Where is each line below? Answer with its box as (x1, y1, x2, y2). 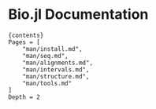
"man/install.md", (22, 45, 83, 53)
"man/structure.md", (22, 72, 90, 80)
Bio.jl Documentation (8, 5, 149, 24)
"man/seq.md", (22, 52, 69, 60)
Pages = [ (8, 38, 41, 46)
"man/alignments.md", (22, 59, 93, 67)
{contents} (8, 31, 44, 39)
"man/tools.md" (22, 79, 72, 87)
